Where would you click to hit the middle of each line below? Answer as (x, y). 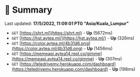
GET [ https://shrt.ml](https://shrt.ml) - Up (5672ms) (62, 33)
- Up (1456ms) (98, 48)
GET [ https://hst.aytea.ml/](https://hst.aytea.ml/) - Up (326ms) (73, 38)
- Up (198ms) (122, 69)
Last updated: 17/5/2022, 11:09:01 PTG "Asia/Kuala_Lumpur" (67, 23)
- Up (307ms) (109, 58)
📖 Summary (28, 10)
